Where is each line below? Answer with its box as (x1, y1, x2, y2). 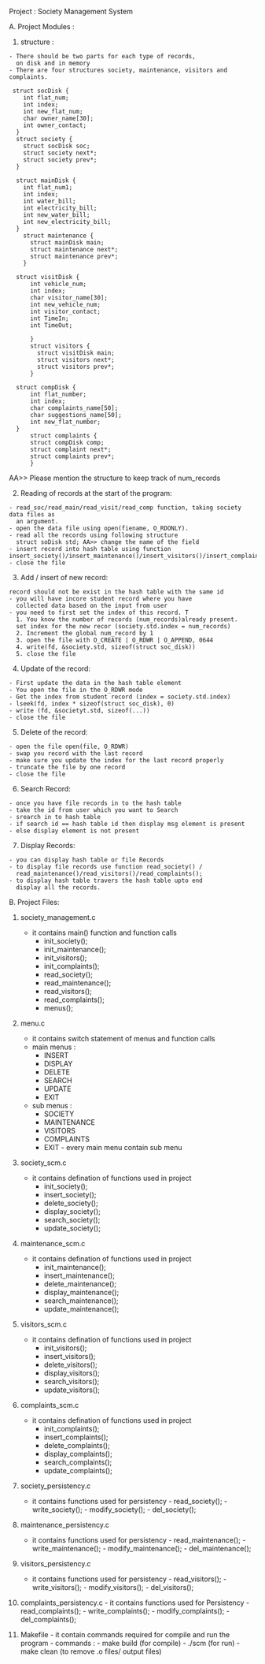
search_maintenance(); (43, 1296, 119, 1305)
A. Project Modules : (9, 22, 75, 31)
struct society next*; (23, 149, 98, 157)
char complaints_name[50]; (29, 404, 119, 412)
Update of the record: (20, 664, 91, 673)
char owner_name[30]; (23, 114, 94, 122)
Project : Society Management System (9, 7, 133, 16)
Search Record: (20, 784, 72, 793)
